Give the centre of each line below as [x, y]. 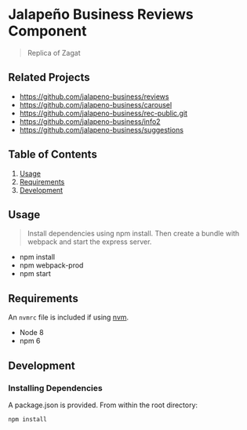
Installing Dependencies [56, 388]
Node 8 [32, 333]
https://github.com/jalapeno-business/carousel [96, 104]
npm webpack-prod [51, 265]
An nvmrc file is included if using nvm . [69, 317]
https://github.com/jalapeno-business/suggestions [102, 129]
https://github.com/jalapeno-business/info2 [90, 121]
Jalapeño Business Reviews [101, 15]
